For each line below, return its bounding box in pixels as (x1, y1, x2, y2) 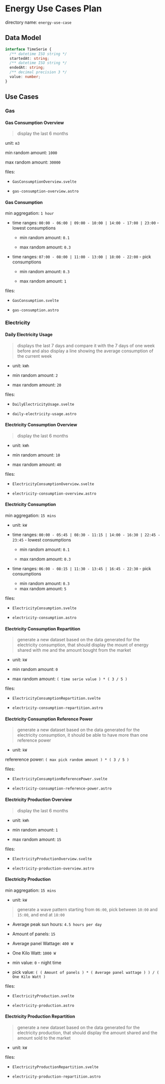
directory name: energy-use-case (5, 19, 72, 25)
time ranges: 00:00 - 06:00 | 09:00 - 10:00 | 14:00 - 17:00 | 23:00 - (12, 220, 159, 226)
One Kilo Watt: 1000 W (12, 950, 56, 956)
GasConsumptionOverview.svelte (12, 179, 77, 184)
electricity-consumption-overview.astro (12, 491, 97, 496)
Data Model (5, 34, 41, 42)
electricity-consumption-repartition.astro (12, 706, 103, 710)
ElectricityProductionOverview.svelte (12, 856, 92, 861)
